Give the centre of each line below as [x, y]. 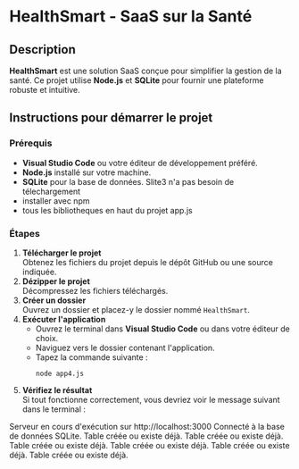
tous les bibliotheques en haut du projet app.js [108, 210]
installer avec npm [56, 201]
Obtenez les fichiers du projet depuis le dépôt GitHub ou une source [148, 262]
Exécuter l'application [64, 319]
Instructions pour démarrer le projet [111, 118]
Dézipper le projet [56, 281]
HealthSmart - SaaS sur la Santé [131, 17]
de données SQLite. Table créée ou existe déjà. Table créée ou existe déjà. [146, 436]
